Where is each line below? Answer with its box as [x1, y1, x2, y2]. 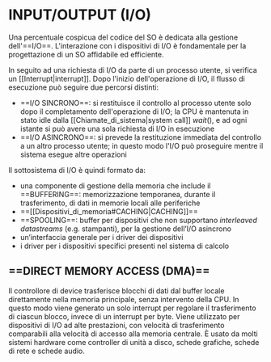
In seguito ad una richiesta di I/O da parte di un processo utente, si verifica [8, 65, 257, 74]
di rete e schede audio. [8, 346, 85, 356]
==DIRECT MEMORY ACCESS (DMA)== [8, 264, 210, 278]
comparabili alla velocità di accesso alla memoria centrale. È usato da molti [8, 329, 258, 339]
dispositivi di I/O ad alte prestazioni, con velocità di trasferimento [8, 320, 225, 330]
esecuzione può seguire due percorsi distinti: [8, 82, 159, 92]
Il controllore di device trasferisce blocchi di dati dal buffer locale [8, 285, 225, 296]
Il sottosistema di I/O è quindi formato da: [8, 165, 146, 175]
